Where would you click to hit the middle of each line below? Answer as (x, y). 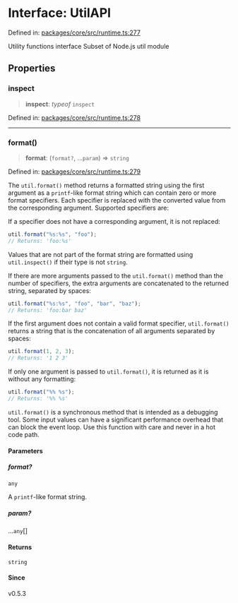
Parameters (25, 450)
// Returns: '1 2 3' (38, 358)
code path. (24, 434)
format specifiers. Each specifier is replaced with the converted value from (117, 200)
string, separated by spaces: (49, 290)
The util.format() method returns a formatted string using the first (106, 185)
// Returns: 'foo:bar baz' (48, 310)
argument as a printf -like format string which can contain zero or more (112, 193)
